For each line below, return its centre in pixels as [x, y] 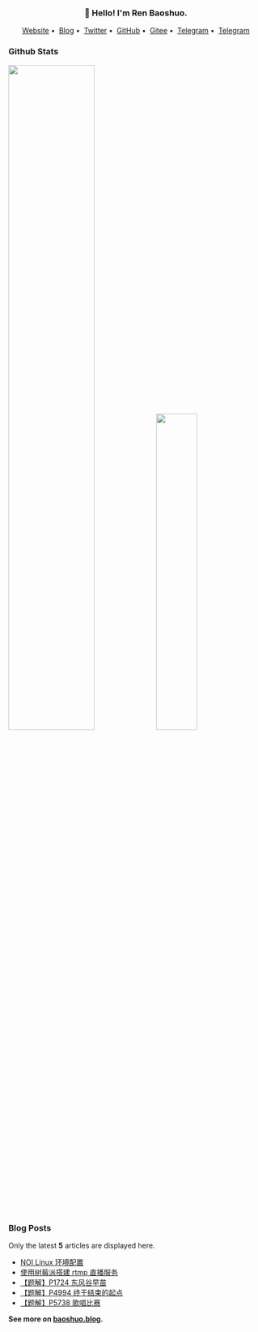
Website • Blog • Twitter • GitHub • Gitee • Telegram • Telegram [136, 31]
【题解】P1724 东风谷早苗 [63, 1282]
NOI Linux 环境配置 [52, 1262]
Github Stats [34, 52]
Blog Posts [30, 1227]
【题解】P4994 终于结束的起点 [72, 1292]
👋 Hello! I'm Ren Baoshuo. [136, 13]
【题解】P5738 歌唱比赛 [60, 1302]
